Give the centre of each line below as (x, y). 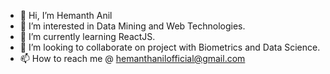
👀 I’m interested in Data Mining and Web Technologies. (132, 26)
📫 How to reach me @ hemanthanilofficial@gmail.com (132, 58)
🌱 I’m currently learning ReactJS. (87, 36)
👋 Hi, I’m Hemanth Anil (66, 15)
